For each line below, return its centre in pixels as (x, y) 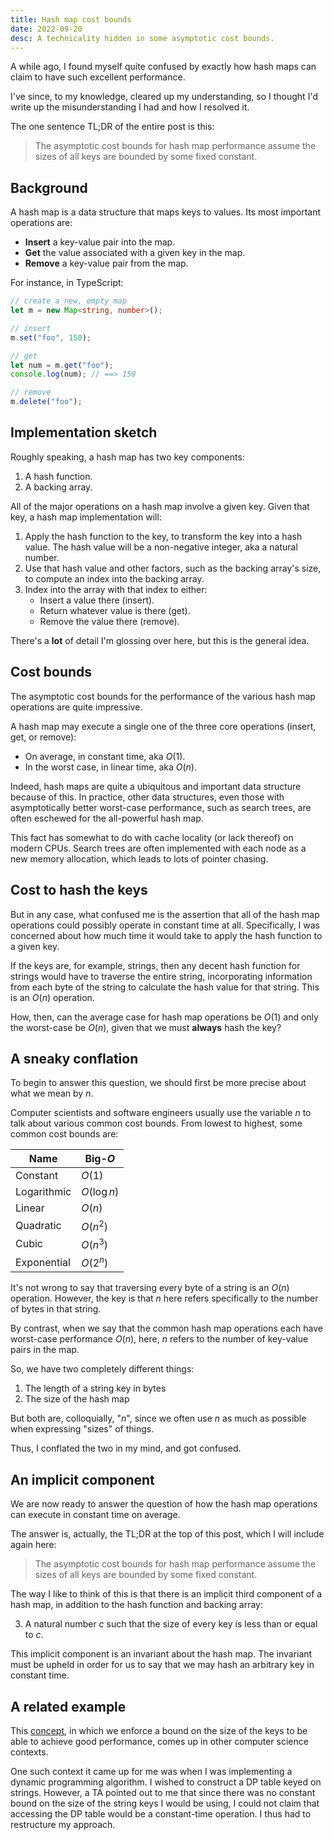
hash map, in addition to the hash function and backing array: (137, 1605)
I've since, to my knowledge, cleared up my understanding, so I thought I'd (164, 97)
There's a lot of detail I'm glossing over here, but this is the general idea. (160, 640)
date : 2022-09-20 (46, 29)
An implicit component (82, 1479)
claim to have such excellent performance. (98, 77)
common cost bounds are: (64, 1134)
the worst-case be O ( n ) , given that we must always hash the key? (146, 1027)
